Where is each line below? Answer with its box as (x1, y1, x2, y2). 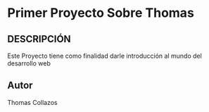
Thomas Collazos (7, 98, 58, 106)
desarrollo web (7, 59, 51, 68)
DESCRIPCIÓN (7, 33, 72, 45)
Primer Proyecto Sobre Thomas (7, 5, 195, 21)
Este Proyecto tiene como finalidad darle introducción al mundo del (7, 51, 202, 60)
